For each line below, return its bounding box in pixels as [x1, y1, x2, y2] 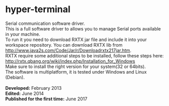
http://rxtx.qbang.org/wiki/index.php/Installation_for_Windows [5, 58, 135, 64]
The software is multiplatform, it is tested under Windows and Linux [5, 68, 147, 75]
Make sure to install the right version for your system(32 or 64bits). [5, 63, 146, 69]
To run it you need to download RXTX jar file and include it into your [5, 37, 147, 43]
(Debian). [5, 74, 25, 80]
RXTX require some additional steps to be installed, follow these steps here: [5, 52, 164, 59]
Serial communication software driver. [5, 20, 85, 26]
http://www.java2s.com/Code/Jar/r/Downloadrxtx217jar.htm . [5, 47, 131, 53]
